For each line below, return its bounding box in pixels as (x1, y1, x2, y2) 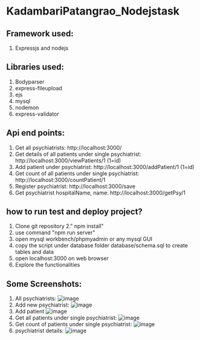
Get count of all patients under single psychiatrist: (15, 170, 140, 177)
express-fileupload (15, 84, 62, 92)
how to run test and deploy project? (6, 207, 143, 217)
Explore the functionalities (15, 261, 80, 268)
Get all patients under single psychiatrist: (15, 314, 117, 322)
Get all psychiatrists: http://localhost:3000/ (15, 144, 122, 151)
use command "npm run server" (15, 229, 95, 236)
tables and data (15, 248, 54, 256)
